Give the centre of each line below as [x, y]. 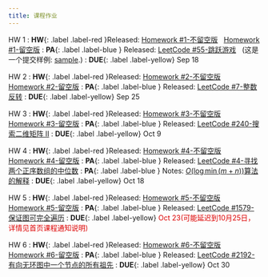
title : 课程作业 [33, 16]
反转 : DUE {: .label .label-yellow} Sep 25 [74, 96]
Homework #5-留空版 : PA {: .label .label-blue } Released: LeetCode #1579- [131, 207]
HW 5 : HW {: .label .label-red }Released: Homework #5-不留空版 [115, 198]
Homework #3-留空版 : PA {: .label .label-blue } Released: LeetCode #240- [130, 123]
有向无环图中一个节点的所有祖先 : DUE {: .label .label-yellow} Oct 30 [119, 264]
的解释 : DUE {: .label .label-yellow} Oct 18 [76, 180]
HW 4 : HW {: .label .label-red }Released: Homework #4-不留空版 [115, 151]
